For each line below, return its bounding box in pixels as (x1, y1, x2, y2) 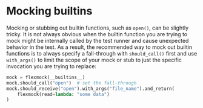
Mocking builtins (6, 4, 93, 18)
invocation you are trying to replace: (6, 62, 97, 70)
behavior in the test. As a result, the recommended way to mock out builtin (6, 43, 193, 51)
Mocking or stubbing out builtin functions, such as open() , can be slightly (6, 24, 189, 31)
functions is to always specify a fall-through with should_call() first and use (6, 49, 198, 57)
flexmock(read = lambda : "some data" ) (17, 91, 110, 97)
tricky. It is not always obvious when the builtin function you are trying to (6, 30, 188, 37)
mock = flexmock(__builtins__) (6, 74, 85, 80)
